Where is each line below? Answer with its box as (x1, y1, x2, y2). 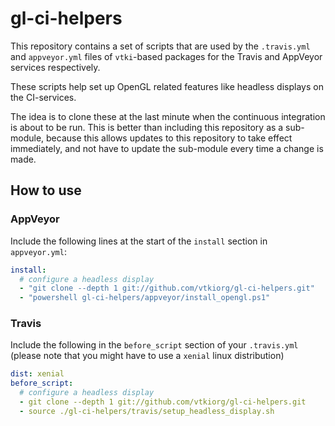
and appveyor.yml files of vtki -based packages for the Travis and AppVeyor (10, 50, 323, 62)
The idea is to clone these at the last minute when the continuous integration (10, 110, 326, 122)
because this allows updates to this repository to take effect (46, 132, 293, 144)
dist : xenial (10, 369, 65, 379)
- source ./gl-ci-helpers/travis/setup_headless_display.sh (19, 406, 275, 416)
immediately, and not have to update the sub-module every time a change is (10, 142, 324, 154)
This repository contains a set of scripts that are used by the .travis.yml (10, 40, 311, 52)
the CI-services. (10, 91, 77, 103)
